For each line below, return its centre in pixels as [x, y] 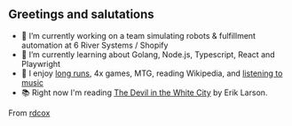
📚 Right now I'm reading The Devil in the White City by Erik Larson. [144, 93]
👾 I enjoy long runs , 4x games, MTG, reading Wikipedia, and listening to [152, 73]
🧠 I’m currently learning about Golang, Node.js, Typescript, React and [148, 54]
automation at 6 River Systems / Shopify [95, 45]
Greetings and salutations [81, 15]
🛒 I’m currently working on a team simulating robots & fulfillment [138, 35]
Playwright [41, 63]
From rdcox [29, 113]
